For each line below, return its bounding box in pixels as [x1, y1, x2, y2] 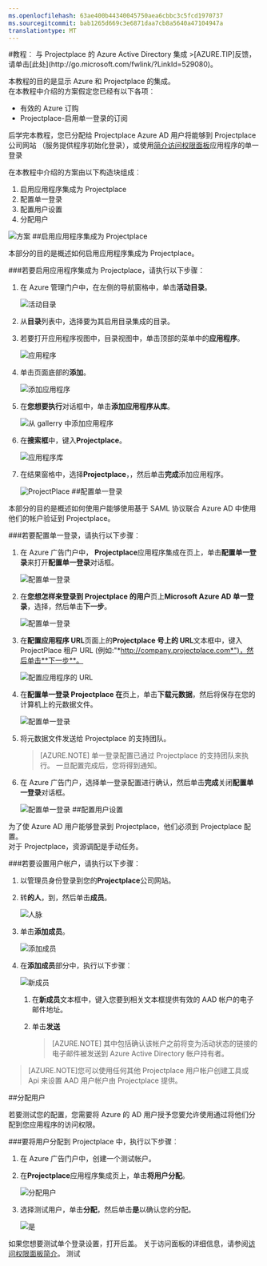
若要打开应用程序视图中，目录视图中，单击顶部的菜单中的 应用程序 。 [19, 334, 245, 343]
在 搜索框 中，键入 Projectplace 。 [19, 435, 126, 445]
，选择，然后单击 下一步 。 [26, 602, 112, 611]
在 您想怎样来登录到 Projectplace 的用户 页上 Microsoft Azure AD [19, 591, 232, 601]
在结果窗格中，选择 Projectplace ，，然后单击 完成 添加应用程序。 [19, 470, 228, 479]
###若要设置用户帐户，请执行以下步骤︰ [8, 859, 141, 868]
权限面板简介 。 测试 [14, 1249, 81, 1259]
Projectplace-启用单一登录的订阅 [19, 114, 128, 123]
